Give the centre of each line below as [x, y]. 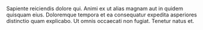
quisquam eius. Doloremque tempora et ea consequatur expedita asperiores [102, 15]
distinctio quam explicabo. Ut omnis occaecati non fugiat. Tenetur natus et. [100, 21]
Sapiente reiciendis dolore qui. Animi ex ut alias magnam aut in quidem [95, 9]
